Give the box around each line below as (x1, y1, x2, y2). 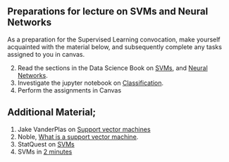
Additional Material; (7, 107, 97, 119)
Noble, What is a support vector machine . (17, 133, 139, 141)
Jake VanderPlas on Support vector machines (17, 125, 151, 133)
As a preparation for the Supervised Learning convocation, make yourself (7, 35, 221, 43)
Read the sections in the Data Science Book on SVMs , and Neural (17, 63, 208, 72)
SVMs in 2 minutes (17, 147, 73, 156)
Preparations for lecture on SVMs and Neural (7, 6, 209, 18)
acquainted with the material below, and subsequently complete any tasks (7, 42, 222, 51)
